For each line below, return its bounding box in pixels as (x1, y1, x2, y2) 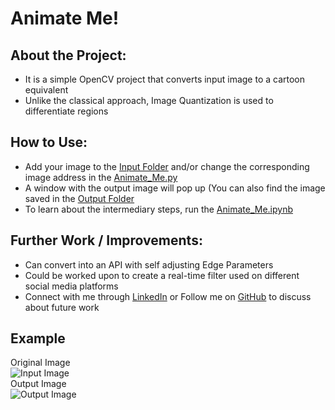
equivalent (24, 84, 69, 96)
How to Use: (10, 134, 88, 151)
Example (10, 330, 66, 347)
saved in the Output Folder (24, 192, 135, 204)
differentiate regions (24, 105, 109, 117)
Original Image (10, 357, 71, 369)
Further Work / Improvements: (10, 232, 203, 249)
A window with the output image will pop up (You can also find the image (24, 182, 326, 194)
